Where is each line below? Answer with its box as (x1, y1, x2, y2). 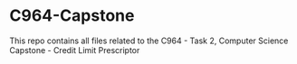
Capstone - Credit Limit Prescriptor (9, 44, 140, 55)
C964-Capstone (9, 5, 135, 26)
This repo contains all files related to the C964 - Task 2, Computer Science (9, 35, 289, 46)
